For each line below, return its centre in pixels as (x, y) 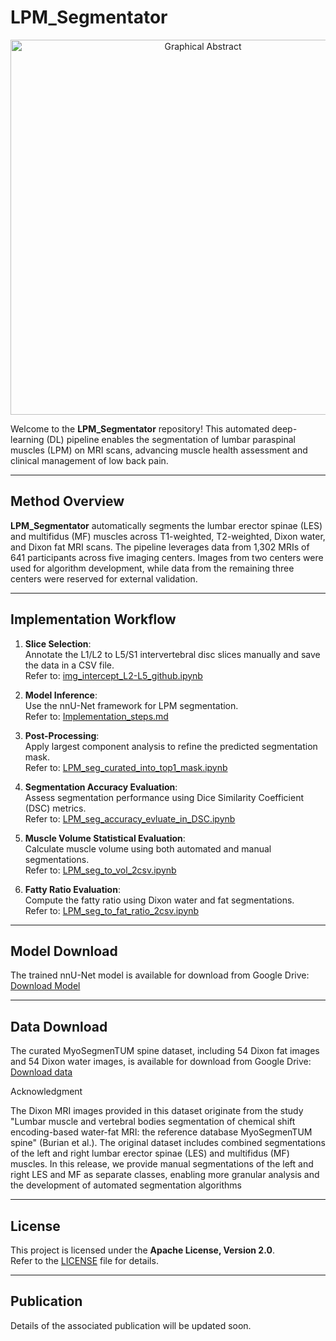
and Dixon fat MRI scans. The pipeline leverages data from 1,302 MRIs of (160, 547)
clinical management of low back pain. (89, 460)
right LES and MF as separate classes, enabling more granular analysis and (165, 1175)
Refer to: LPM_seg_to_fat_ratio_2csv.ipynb (112, 910)
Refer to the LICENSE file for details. (84, 1260)
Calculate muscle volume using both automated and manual (148, 848)
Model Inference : (61, 695)
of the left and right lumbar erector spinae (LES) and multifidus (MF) (150, 1153)
